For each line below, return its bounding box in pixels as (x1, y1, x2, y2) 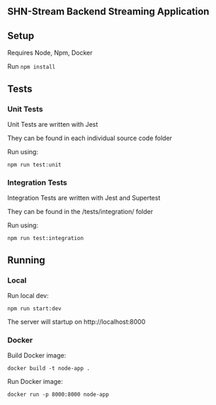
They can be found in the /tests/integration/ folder (7, 207, 154, 216)
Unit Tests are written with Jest (7, 120, 98, 128)
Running (7, 254, 46, 266)
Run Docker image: (7, 377, 64, 386)
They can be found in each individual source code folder (7, 134, 172, 142)
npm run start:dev (7, 304, 62, 312)
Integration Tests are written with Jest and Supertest (7, 194, 161, 202)
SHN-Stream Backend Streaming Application (7, 6, 210, 18)
